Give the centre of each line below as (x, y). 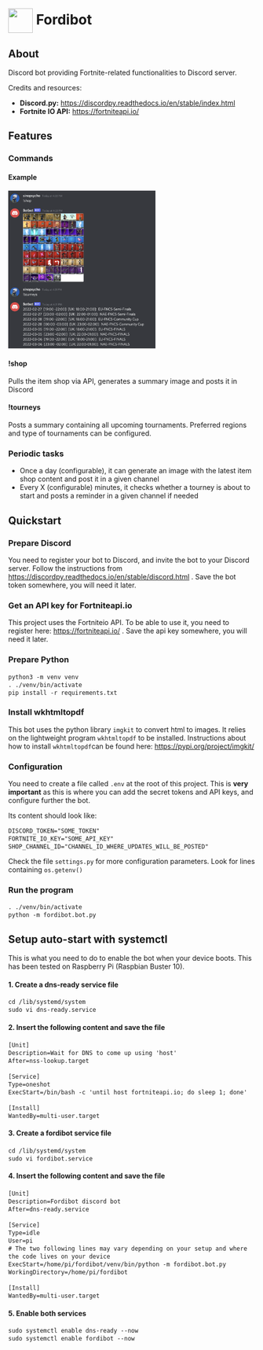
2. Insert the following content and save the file (87, 1027)
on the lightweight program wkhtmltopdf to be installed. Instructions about (127, 738)
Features (30, 136)
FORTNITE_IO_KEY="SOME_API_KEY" (61, 839)
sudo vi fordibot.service (50, 1159)
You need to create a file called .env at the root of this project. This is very (128, 784)
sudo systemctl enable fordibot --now (71, 1339)
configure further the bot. (49, 800)
